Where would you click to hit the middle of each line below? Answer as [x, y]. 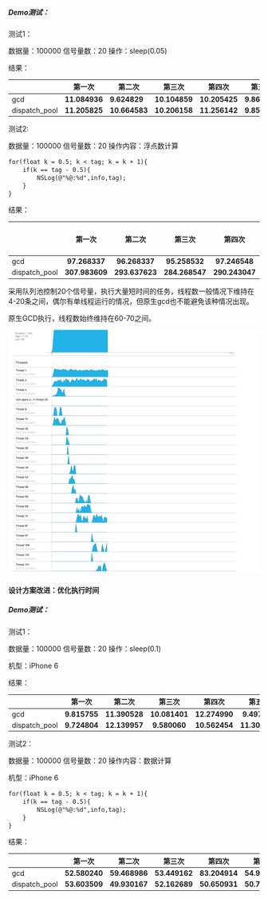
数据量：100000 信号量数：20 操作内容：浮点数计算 [94, 146]
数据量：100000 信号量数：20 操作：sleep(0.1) [85, 649]
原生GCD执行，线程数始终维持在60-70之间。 [82, 318]
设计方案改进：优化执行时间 [54, 590]
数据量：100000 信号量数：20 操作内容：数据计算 [90, 761]
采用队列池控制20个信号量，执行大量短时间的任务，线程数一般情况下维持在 [132, 291]
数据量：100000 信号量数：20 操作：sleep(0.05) [88, 50]
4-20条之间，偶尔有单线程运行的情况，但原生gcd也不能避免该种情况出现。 [131, 301]
